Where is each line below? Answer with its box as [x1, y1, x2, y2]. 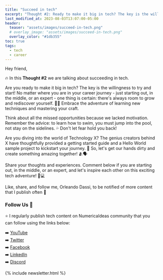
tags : [5, 43, 16, 48]
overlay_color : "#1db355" [9, 35, 62, 39]
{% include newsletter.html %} [5, 270, 66, 276]
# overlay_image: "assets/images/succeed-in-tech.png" [9, 30, 123, 35]
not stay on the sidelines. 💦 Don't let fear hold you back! [5, 125, 117, 131]
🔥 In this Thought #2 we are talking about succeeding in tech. [5, 75, 129, 81]
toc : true [5, 39, 25, 44]
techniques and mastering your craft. [5, 106, 79, 112]
